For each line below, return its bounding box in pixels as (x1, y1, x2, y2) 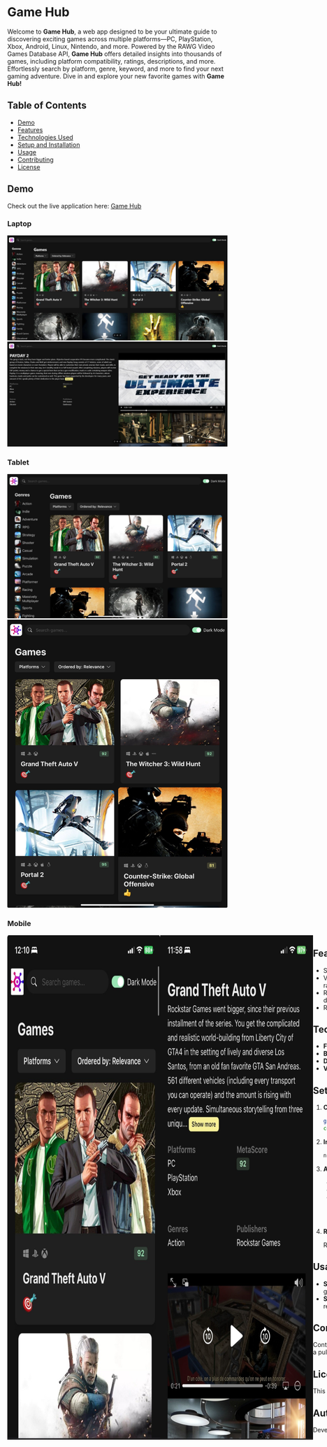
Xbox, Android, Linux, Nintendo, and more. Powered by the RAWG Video (7, 42, 215, 50)
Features (17, 125, 43, 134)
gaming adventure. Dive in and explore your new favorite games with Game (7, 71, 225, 80)
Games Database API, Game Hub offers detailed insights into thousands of (7, 50, 222, 58)
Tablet (7, 457, 29, 467)
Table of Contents (7, 99, 87, 112)
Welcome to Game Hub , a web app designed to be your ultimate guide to (7, 27, 218, 36)
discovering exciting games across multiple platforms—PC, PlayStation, (7, 34, 213, 43)
